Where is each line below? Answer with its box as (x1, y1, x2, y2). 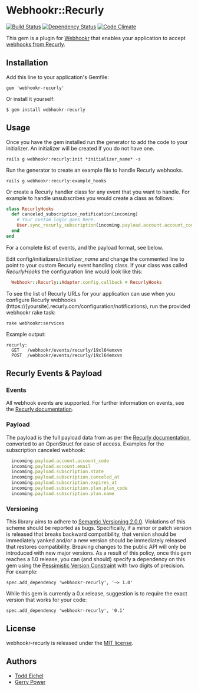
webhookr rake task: (6, 309, 56, 316)
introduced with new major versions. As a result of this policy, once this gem (6, 549, 192, 556)
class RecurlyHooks (6, 206, 54, 212)
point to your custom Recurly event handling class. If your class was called (6, 261, 187, 268)
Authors (6, 656, 37, 667)
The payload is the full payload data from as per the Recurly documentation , (6, 434, 192, 441)
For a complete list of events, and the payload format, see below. (6, 244, 164, 251)
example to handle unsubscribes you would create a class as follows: (6, 194, 174, 201)
